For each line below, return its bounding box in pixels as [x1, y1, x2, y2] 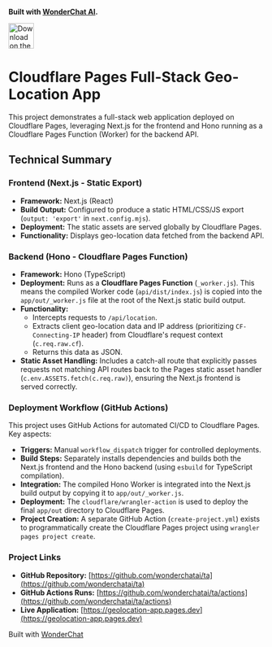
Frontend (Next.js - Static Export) [8, 177, 143, 189]
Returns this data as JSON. [32, 347, 123, 356]
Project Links [8, 552, 62, 563]
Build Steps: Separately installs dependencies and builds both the [19, 453, 242, 463]
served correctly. [19, 382, 78, 391]
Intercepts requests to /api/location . [32, 313, 158, 322]
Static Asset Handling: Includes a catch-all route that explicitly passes [19, 356, 257, 365]
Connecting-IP [32, 331, 80, 339]
